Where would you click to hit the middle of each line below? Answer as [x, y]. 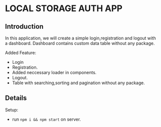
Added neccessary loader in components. [54, 73]
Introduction [24, 27]
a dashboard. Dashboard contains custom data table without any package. [80, 43]
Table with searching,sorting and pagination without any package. [78, 83]
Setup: [12, 109]
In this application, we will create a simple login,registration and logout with [80, 38]
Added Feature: [21, 53]
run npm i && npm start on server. [47, 119]
